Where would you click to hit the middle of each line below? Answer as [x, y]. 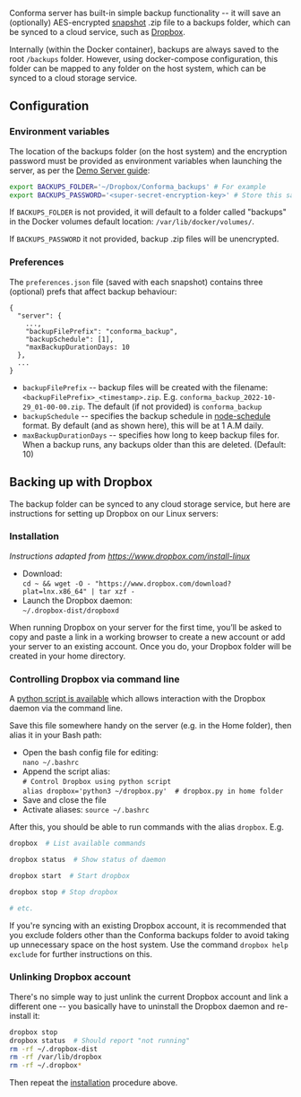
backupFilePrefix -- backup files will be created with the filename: [145, 387]
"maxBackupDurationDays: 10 [77, 347]
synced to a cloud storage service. [73, 78]
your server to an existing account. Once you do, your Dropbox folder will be [150, 646]
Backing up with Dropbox [81, 482]
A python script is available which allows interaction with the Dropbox [138, 699]
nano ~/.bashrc [51, 763]
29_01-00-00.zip [52, 407]
